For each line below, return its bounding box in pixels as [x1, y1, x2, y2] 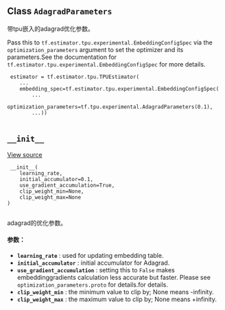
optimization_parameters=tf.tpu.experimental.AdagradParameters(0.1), [7, 103, 213, 110]
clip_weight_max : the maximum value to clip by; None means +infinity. [16, 295, 217, 303]
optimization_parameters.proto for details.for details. [16, 281, 168, 289]
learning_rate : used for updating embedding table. [16, 251, 164, 259]
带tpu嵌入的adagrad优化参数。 [7, 24, 95, 33]
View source [7, 150, 43, 158]
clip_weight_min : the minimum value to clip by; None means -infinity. [16, 287, 214, 296]
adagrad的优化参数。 [7, 219, 67, 227]
